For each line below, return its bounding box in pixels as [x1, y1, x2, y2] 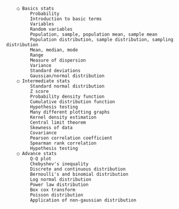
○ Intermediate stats [17, 78, 70, 84]
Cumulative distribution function [30, 99, 116, 105]
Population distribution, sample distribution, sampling [30, 37, 174, 43]
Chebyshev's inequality [30, 161, 89, 167]
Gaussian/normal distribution [30, 73, 105, 79]
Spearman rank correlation [30, 140, 97, 146]
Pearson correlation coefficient [30, 135, 113, 141]
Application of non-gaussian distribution [30, 197, 136, 203]
